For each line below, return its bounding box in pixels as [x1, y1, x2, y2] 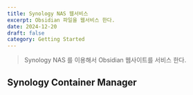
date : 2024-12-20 [7, 23, 57, 30]
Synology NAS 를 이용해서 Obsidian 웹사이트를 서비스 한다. [24, 56, 187, 64]
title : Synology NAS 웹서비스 [7, 10, 89, 17]
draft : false [7, 29, 45, 37]
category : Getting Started [7, 36, 85, 43]
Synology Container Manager [7, 76, 137, 88]
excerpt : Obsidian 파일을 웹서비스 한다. [7, 17, 116, 24]
